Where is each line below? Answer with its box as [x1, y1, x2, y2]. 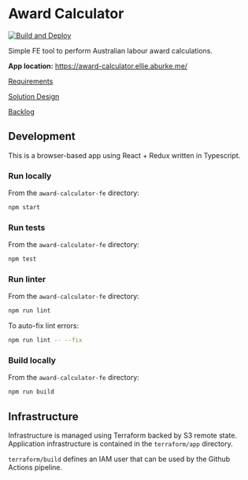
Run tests [8, 222, 46, 233]
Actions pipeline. [8, 463, 63, 472]
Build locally [8, 355, 57, 366]
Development [8, 130, 76, 143]
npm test [8, 255, 37, 264]
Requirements [8, 76, 54, 86]
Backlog [8, 107, 35, 116]
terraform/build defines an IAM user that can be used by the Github [8, 454, 231, 464]
